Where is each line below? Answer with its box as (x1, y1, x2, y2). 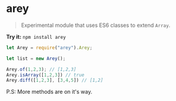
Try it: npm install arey (6, 33, 66, 40)
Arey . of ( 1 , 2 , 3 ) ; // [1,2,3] (6, 66, 77, 72)
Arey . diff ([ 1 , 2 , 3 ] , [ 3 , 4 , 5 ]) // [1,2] (6, 77, 103, 84)
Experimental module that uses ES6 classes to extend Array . (20, 22, 171, 29)
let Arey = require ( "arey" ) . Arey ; (6, 44, 93, 51)
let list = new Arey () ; (6, 56, 66, 62)
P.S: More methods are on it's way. (6, 88, 93, 96)
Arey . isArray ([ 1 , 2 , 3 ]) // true (6, 72, 85, 78)
